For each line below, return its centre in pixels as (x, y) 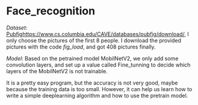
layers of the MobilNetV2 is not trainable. (57, 71)
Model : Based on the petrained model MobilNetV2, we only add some (92, 58)
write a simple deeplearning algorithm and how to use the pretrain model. (97, 95)
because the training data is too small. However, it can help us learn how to (99, 89)
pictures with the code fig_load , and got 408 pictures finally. (81, 47)
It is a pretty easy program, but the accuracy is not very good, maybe (92, 83)
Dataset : (17, 28)
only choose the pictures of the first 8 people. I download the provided (94, 40)
